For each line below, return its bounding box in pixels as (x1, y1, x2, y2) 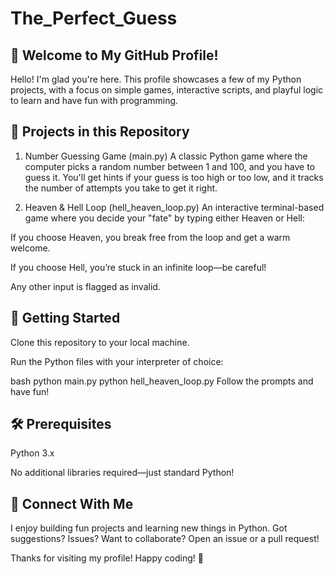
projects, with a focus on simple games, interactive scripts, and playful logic (10, 84, 324, 96)
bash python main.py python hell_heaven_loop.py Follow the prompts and (10, 375, 314, 387)
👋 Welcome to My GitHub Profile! (10, 47, 219, 64)
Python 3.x (10, 447, 55, 459)
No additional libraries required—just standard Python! (10, 467, 235, 479)
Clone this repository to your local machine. (10, 336, 190, 348)
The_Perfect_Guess (10, 7, 178, 30)
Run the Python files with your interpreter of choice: (10, 355, 224, 367)
